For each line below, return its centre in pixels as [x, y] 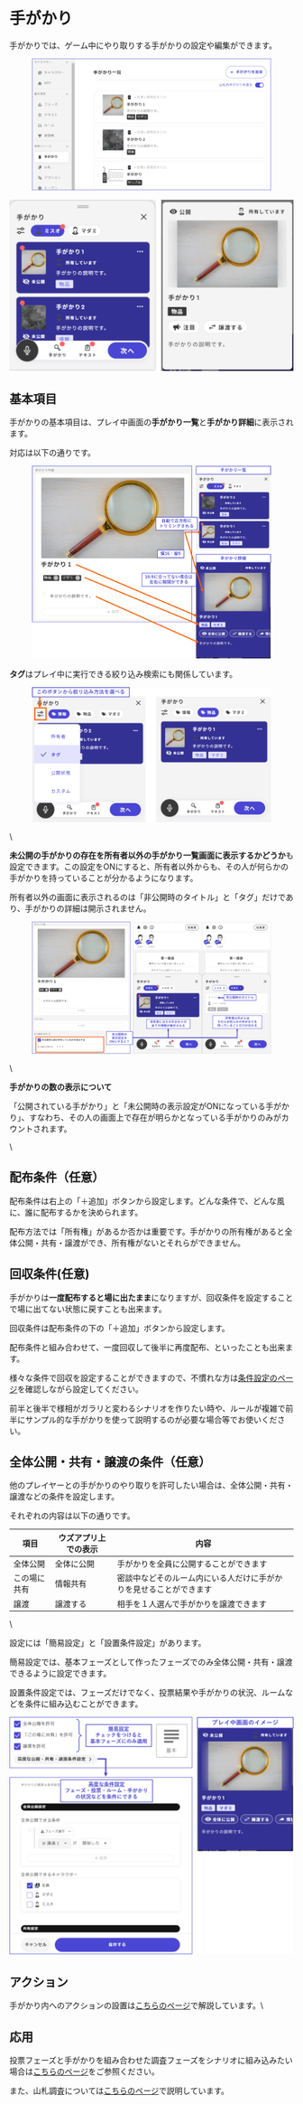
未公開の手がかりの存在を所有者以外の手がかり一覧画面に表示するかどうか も [151, 855]
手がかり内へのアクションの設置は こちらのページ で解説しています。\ [137, 2005]
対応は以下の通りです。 [53, 452]
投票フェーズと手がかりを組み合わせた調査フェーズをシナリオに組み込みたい [151, 2061]
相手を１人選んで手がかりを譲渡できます [192, 1603]
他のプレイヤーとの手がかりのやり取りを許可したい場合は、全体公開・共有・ [151, 1485]
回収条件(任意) [50, 1274]
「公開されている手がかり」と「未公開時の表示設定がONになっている [138, 1106]
